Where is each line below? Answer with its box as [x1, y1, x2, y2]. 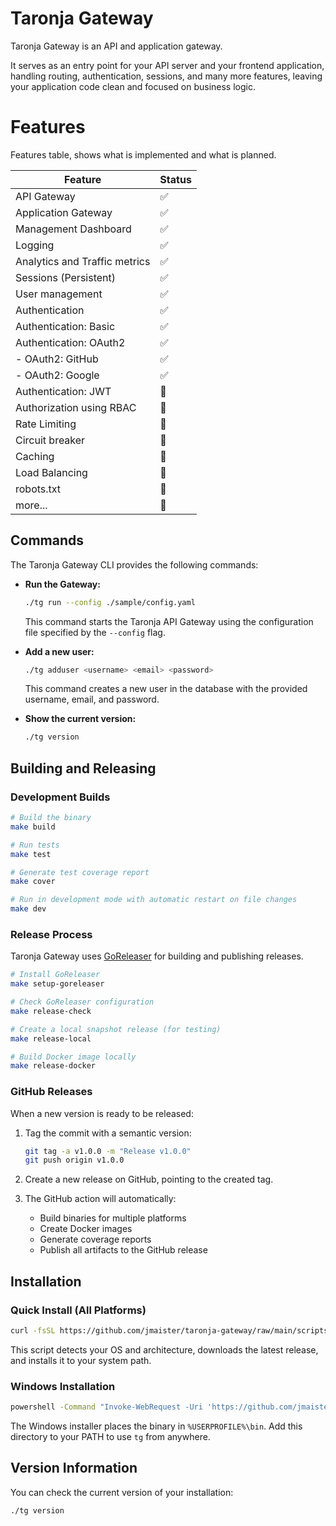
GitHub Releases [10, 1085, 93, 1099]
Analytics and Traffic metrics [15, 254, 151, 268]
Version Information [10, 1460, 138, 1477]
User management [15, 287, 103, 301]
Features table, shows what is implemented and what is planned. [10, 148, 277, 161]
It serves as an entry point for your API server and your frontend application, [10, 59, 325, 71]
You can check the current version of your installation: [10, 1486, 234, 1498]
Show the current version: [24, 713, 137, 725]
